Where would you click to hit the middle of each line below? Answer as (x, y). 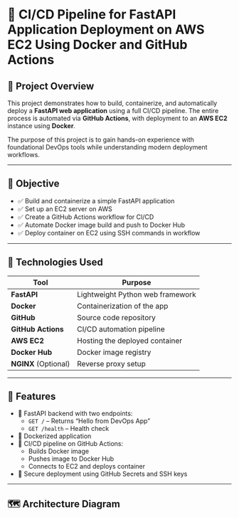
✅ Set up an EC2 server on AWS (65, 208)
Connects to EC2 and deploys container (87, 467)
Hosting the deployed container (130, 341)
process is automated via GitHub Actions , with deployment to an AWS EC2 (117, 118)
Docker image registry (114, 352)
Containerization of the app (123, 306)
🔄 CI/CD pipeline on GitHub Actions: (70, 444)
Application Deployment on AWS (106, 30)
